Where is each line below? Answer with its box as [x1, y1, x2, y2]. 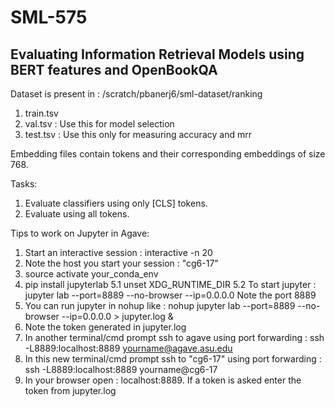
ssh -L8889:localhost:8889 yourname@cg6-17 [24, 364, 218, 375]
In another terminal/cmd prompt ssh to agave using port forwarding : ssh [24, 332, 325, 343]
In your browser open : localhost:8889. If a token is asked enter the [24, 374, 302, 386]
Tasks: [10, 178, 38, 190]
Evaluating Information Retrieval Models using [10, 46, 305, 63]
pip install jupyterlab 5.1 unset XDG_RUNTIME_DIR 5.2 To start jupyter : [24, 279, 317, 290]
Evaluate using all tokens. [24, 208, 130, 220]
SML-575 [10, 6, 88, 29]
